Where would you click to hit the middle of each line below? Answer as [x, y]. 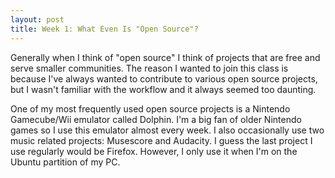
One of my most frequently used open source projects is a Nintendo [150, 108]
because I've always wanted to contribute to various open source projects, [164, 78]
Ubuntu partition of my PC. [65, 162]
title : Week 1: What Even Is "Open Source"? [104, 29]
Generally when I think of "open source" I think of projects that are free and [165, 57]
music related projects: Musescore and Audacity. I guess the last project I [161, 140]
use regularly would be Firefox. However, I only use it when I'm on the [154, 151]
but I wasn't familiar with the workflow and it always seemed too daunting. [163, 89]
